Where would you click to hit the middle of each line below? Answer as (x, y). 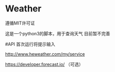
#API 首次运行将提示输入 (30, 44)
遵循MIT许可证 (20, 23)
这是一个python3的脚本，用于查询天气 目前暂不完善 (58, 33)
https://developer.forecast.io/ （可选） (44, 64)
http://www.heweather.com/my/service (45, 54)
